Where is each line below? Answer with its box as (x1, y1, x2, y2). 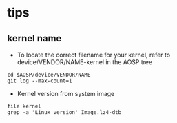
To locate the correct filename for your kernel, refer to (17, 50, 171, 59)
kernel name (7, 32, 62, 44)
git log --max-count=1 (7, 77, 72, 84)
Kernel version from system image (17, 90, 115, 97)
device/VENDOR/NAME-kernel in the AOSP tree (17, 58, 153, 66)
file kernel (7, 103, 41, 110)
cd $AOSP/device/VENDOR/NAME (7, 71, 91, 78)
